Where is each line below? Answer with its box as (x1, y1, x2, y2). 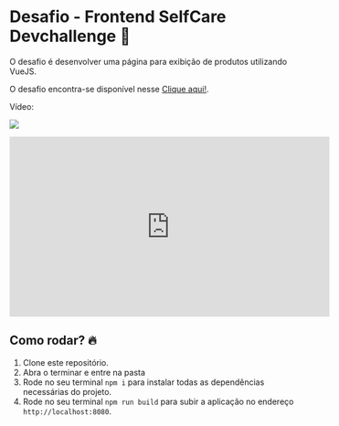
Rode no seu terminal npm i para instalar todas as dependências (22, 377, 265, 388)
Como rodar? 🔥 (9, 333, 98, 348)
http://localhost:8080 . (22, 405, 112, 417)
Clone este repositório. (22, 357, 110, 367)
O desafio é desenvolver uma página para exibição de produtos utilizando (9, 56, 288, 67)
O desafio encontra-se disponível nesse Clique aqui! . (9, 83, 209, 94)
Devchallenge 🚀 (9, 26, 131, 47)
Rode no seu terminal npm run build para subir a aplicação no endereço (22, 396, 294, 407)
